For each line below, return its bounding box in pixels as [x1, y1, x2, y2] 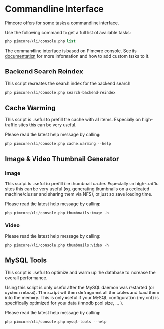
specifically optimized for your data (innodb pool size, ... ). [5, 300, 124, 306]
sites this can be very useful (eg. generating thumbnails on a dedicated [5, 186, 150, 192]
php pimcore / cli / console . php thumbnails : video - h [5, 243, 109, 248]
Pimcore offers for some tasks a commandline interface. [5, 20, 119, 26]
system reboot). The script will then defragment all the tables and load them [5, 290, 159, 295]
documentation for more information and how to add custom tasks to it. [5, 53, 150, 59]
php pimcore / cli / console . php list [5, 38, 76, 44]
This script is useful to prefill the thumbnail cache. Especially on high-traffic [5, 181, 159, 186]
